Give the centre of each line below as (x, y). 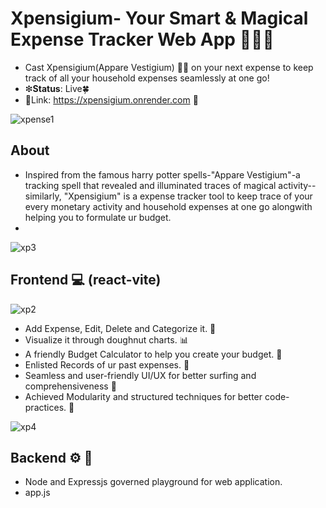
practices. (45, 407)
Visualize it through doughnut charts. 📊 (106, 339)
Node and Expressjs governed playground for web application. (153, 482)
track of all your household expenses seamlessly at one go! (147, 78)
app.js (37, 493)
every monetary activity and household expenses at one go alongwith (168, 206)
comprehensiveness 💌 (70, 386)
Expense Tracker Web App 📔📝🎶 (142, 39)
